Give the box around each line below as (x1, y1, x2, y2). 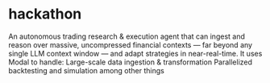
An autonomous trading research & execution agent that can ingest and (8, 31, 246, 41)
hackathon (8, 5, 82, 23)
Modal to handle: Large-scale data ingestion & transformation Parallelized (8, 57, 252, 67)
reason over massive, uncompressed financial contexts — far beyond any (8, 39, 252, 49)
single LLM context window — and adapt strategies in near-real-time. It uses (8, 48, 263, 58)
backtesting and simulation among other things (8, 65, 165, 75)
